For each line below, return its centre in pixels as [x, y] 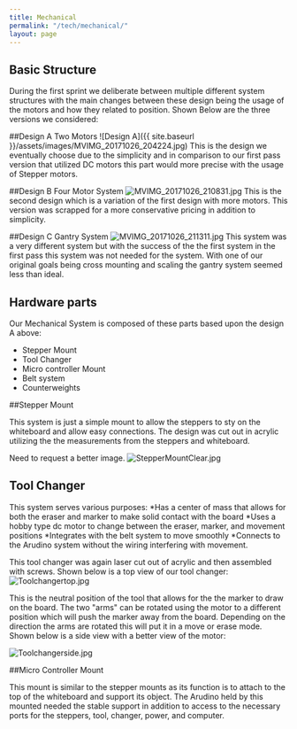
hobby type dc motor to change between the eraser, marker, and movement [147, 526]
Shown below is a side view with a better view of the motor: [118, 635]
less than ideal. [37, 275]
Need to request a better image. [67, 458]
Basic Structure [53, 70]
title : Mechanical [43, 17]
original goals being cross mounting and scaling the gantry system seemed [146, 265]
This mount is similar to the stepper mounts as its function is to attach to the [147, 686]
